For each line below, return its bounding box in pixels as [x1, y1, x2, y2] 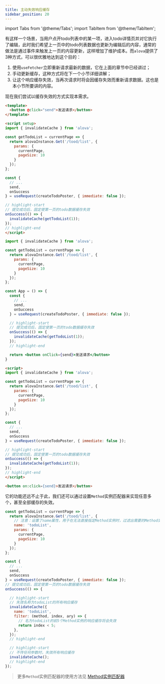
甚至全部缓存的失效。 [13, 499, 57, 505]
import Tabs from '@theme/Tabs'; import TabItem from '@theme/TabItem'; [5, 25, 156, 31]
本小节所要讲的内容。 [12, 83, 55, 89]
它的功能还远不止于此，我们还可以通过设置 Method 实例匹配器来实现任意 [5, 493, 147, 499]
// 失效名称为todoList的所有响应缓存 [9, 600, 78, 605]
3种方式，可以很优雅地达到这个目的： [5, 54, 81, 60]
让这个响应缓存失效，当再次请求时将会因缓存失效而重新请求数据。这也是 [12, 77, 159, 83]
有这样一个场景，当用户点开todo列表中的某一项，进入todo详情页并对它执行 [5, 35, 157, 41]
